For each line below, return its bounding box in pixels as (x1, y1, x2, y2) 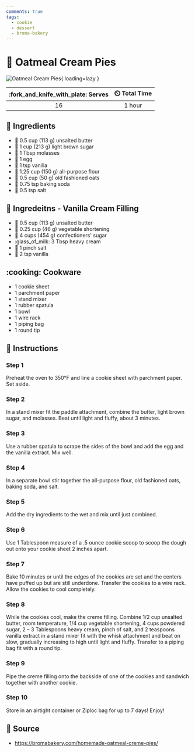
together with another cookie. (6, 679, 78, 686)
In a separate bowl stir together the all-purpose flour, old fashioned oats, (6, 477, 181, 484)
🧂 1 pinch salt (14, 244, 47, 251)
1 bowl (14, 308, 30, 315)
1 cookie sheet (14, 283, 50, 290)
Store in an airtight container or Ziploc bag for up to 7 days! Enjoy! (6, 707, 165, 714)
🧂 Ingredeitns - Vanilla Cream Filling (6, 203, 139, 214)
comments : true (6, 8, 43, 15)
